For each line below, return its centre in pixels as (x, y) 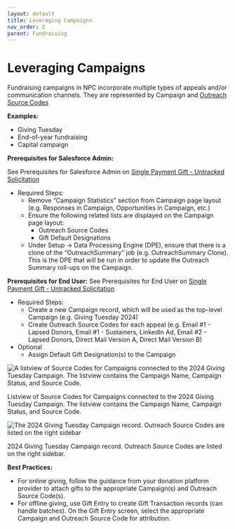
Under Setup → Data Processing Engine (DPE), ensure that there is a (127, 245)
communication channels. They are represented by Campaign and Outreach (117, 95)
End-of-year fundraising (52, 137)
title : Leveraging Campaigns (50, 20)
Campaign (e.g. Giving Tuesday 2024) (83, 318)
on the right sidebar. (36, 454)
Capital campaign (43, 145)
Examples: (23, 116)
